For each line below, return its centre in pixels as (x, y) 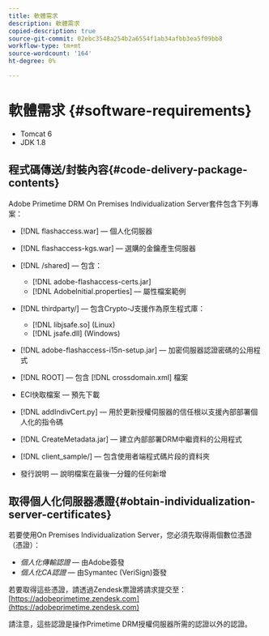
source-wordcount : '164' (50, 53)
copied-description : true (52, 31)
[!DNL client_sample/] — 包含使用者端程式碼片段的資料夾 (115, 456)
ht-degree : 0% (32, 62)
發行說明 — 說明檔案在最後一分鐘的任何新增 (93, 473)
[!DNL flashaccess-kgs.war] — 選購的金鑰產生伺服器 (108, 248)
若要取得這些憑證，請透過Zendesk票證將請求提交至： (98, 590)
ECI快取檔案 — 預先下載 (60, 395)
